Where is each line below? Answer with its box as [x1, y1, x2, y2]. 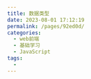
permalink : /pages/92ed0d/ [7, 23, 85, 30]
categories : [7, 29, 41, 36]
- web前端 [13, 36, 39, 43]
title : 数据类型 [7, 10, 50, 17]
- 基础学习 [13, 42, 41, 49]
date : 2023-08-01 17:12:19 [7, 16, 85, 23]
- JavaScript [13, 49, 51, 56]
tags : [7, 55, 23, 62]
